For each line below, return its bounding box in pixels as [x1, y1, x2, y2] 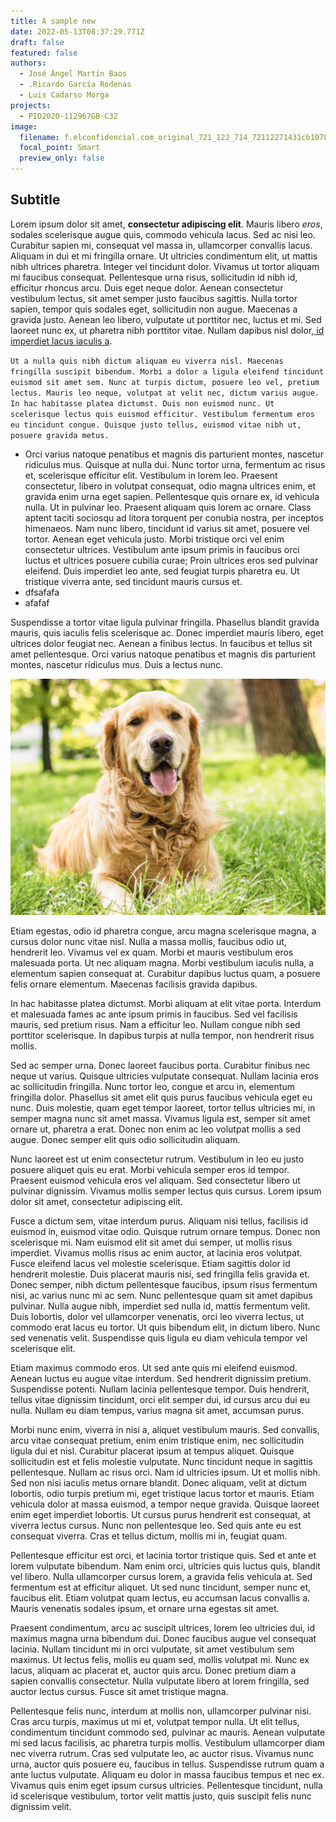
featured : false [10, 48, 78, 58]
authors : [10, 58, 47, 69]
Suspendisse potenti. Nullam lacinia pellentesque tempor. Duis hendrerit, [10, 1383, 310, 1395]
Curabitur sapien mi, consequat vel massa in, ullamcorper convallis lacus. [10, 239, 313, 251]
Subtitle [10, 191, 61, 209]
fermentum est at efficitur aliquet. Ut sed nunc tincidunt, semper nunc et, [10, 1581, 312, 1593]
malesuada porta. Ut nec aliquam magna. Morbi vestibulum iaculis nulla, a [10, 956, 315, 969]
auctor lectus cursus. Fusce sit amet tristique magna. [10, 1685, 229, 1697]
